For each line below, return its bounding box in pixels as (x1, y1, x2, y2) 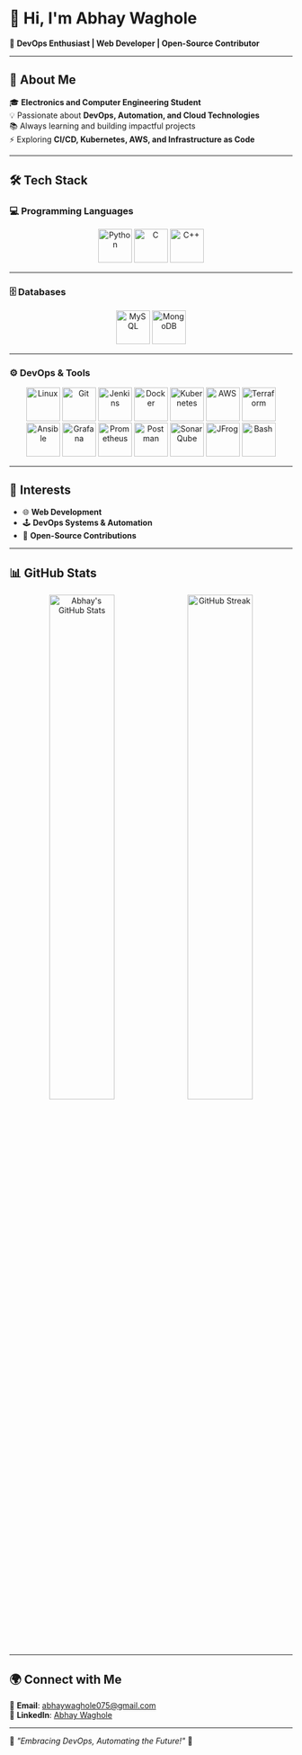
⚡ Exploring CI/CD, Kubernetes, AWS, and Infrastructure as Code (9, 134, 255, 145)
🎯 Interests (9, 483, 72, 498)
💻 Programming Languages (9, 205, 134, 218)
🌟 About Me (9, 72, 76, 88)
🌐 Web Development (22, 506, 102, 517)
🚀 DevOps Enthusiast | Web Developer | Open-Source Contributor (9, 38, 261, 49)
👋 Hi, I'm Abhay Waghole (9, 8, 198, 29)
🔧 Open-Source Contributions (22, 530, 137, 540)
